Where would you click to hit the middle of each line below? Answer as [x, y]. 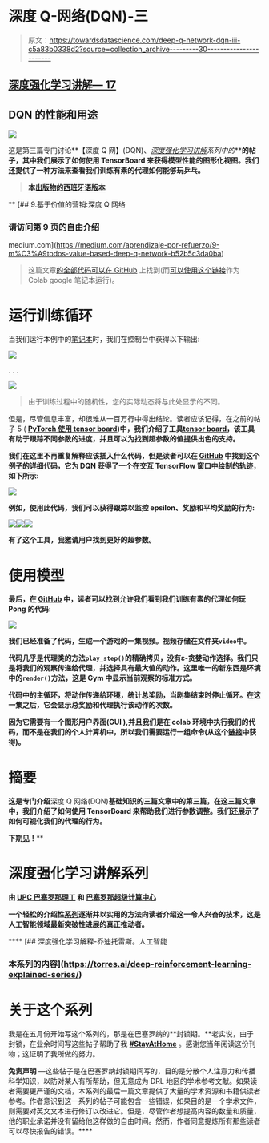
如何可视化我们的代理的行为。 [57, 821]
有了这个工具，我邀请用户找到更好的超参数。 [82, 540]
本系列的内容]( [36, 964]
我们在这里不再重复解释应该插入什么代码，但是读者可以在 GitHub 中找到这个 [134, 456]
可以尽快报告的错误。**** [51, 1131]
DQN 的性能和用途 [53, 114]
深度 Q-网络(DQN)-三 [78, 16]
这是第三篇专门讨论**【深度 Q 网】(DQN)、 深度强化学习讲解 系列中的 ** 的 [129, 151]
